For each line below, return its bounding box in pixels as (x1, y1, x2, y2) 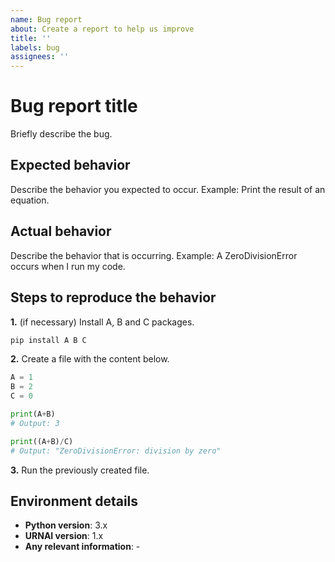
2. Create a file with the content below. (10, 353, 170, 365)
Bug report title (10, 95, 138, 118)
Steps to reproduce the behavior (10, 289, 217, 306)
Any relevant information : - (24, 541, 141, 553)
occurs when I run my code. (10, 260, 126, 272)
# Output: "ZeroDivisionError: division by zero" (10, 446, 222, 456)
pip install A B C (10, 335, 87, 345)
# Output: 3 (10, 418, 60, 428)
